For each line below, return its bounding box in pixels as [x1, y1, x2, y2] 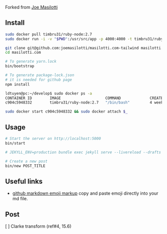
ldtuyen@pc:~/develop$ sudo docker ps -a [5, 91, 92, 96]
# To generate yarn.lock [5, 59, 57, 64]
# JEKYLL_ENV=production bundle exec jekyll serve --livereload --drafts [5, 149, 162, 155]
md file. [12, 196, 28, 202]
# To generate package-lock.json [5, 73, 75, 78]
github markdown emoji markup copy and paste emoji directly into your [12, 190, 159, 196]
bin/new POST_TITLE [5, 163, 46, 168]
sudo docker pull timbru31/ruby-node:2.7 [5, 32, 92, 37]
